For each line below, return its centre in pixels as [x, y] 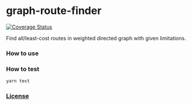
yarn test [18, 81]
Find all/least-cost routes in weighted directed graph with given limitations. [96, 38]
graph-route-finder [54, 11]
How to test [23, 69]
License [18, 96]
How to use [23, 53]
